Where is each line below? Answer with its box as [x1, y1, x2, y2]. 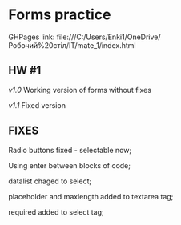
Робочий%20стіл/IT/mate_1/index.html [8, 40, 136, 50]
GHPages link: [8, 32, 55, 42]
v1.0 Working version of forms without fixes [8, 85, 152, 94]
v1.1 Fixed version [8, 100, 66, 110]
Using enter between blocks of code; [8, 160, 131, 170]
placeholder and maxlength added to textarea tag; [8, 191, 174, 201]
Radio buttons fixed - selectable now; [8, 145, 132, 155]
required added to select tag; [8, 207, 104, 217]
